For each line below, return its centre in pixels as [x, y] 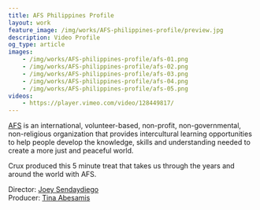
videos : [21, 96]
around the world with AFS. [52, 175]
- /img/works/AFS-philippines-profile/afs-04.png [106, 81]
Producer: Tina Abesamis [49, 198]
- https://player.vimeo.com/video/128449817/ [98, 103]
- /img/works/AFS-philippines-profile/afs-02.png [106, 67]
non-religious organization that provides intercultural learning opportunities [130, 134]
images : [21, 52]
